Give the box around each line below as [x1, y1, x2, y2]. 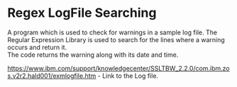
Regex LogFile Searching [7, 5, 157, 21]
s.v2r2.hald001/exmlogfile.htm [7, 72, 97, 80]
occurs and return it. [7, 43, 67, 51]
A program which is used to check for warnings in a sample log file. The [7, 28, 218, 36]
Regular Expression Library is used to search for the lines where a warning [7, 35, 225, 43]
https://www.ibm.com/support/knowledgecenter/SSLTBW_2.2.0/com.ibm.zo [7, 64, 230, 72]
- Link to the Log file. [97, 72, 158, 80]
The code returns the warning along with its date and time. [7, 51, 179, 59]
